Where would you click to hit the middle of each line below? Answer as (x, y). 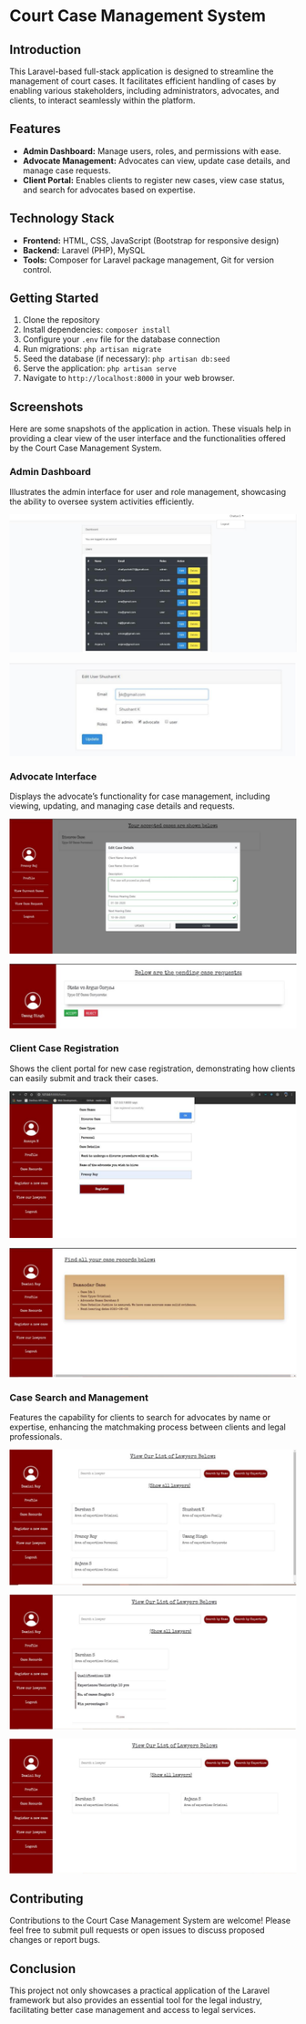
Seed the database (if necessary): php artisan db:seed (126, 359)
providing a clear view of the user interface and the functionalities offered (148, 439)
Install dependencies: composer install (97, 330)
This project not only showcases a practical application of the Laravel (140, 1991)
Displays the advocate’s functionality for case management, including (140, 796)
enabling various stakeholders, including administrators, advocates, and (144, 91)
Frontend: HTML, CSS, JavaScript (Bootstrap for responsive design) (151, 240)
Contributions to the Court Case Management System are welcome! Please (150, 1921)
